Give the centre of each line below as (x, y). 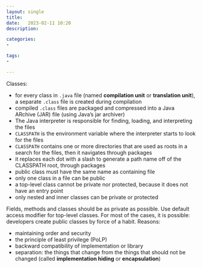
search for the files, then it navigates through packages (83, 152)
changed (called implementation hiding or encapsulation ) (88, 258)
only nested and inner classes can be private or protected (86, 197)
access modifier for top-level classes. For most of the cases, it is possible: (98, 215)
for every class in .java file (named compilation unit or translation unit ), (105, 95)
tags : (13, 56)
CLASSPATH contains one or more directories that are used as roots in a (101, 146)
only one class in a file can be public (60, 178)
